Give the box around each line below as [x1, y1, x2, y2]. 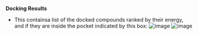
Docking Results [5, 5, 47, 12]
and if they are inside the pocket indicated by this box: [14, 23, 148, 29]
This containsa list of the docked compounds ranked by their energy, [14, 16, 184, 23]
